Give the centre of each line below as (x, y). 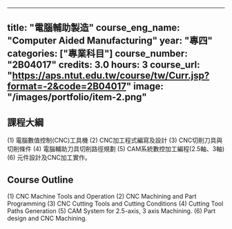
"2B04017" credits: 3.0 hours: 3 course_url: (104, 65)
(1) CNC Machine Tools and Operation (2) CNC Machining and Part (102, 197)
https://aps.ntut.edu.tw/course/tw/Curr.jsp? (111, 76)
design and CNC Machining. (47, 219)
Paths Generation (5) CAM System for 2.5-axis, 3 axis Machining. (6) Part (112, 211)
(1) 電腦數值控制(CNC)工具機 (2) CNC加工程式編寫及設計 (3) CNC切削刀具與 (115, 140)
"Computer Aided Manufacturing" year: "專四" (110, 41)
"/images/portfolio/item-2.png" (77, 97)
